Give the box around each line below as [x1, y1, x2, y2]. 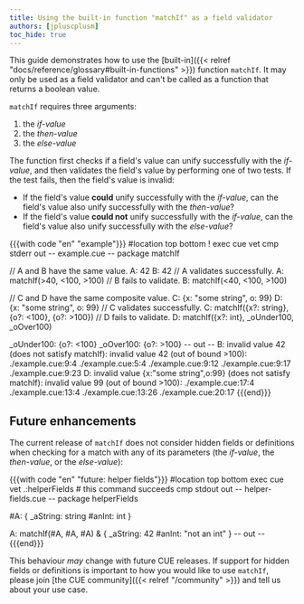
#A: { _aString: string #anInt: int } [9, 511, 132, 522]
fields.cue [9, 494, 47, 505]
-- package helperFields [48, 494, 138, 505]
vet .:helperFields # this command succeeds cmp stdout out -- [9, 484, 242, 495]
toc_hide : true [9, 30, 67, 39]
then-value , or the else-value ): [9, 457, 124, 467]
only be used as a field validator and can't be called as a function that [9, 74, 269, 85]
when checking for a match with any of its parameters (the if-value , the [9, 447, 275, 458]
